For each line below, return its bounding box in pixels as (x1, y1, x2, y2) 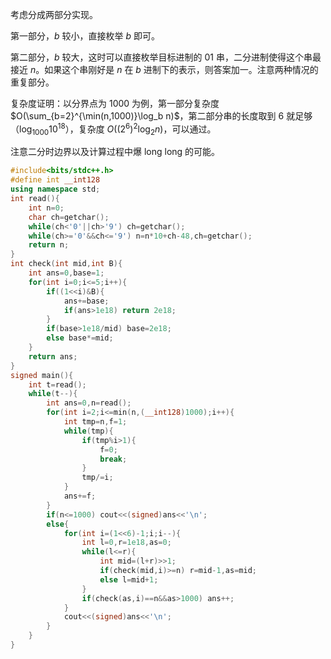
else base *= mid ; (46, 333, 114, 343)
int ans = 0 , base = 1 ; (28, 268, 105, 278)
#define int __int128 (10, 175, 101, 185)
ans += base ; (63, 296, 110, 306)
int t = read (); (28, 379, 87, 390)
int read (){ (10, 194, 60, 204)
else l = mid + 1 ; (99, 574, 159, 585)
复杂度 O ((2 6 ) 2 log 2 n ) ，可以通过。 (78, 121, 217, 137)
